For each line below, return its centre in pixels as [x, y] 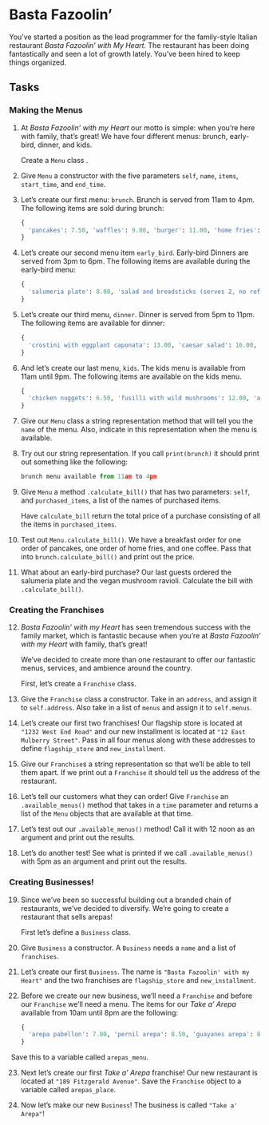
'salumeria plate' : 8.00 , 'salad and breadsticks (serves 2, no [137, 292]
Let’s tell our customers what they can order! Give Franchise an [125, 797]
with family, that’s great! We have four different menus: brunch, [124, 136]
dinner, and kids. [65, 145]
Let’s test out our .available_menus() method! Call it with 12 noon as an [138, 829]
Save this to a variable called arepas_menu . [80, 1057]
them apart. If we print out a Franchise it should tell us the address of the [140, 773]
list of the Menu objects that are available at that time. [107, 813]
